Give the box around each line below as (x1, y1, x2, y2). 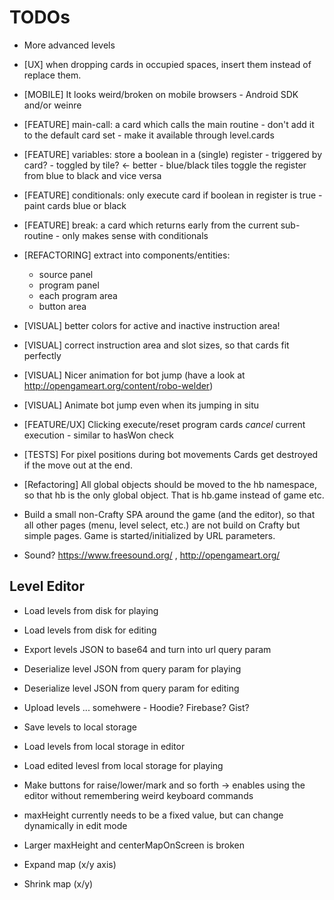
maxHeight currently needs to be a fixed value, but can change (23, 809, 284, 821)
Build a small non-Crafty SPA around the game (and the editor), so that (23, 508, 316, 520)
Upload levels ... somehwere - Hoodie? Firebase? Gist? (23, 701, 250, 713)
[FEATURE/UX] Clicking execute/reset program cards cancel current (23, 418, 306, 430)
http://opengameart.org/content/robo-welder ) (23, 379, 214, 391)
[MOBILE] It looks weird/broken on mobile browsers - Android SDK (23, 88, 299, 100)
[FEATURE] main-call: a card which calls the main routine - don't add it (23, 118, 315, 130)
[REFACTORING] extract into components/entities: (23, 249, 231, 261)
